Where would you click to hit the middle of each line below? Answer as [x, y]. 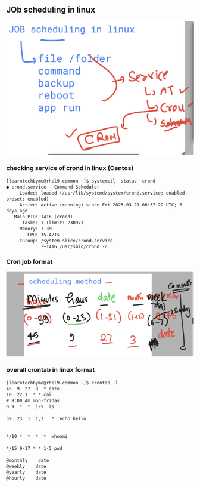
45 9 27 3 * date [33, 389]
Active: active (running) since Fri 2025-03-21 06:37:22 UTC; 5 [101, 205]
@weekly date [26, 466]
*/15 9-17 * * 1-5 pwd [34, 448]
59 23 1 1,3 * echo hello [46, 418]
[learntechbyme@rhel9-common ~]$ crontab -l [62, 383]
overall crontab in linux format [51, 369]
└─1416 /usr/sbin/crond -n [74, 246]
